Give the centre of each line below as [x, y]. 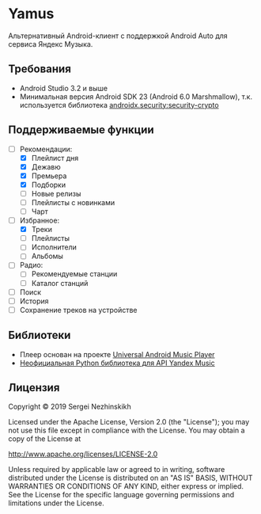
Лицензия [34, 388]
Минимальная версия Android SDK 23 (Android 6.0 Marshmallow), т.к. [136, 97]
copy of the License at [45, 439]
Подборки [48, 185]
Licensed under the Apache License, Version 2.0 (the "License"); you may [129, 422]
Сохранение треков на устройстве [78, 310]
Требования [40, 69]
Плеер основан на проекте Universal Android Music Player [117, 354]
